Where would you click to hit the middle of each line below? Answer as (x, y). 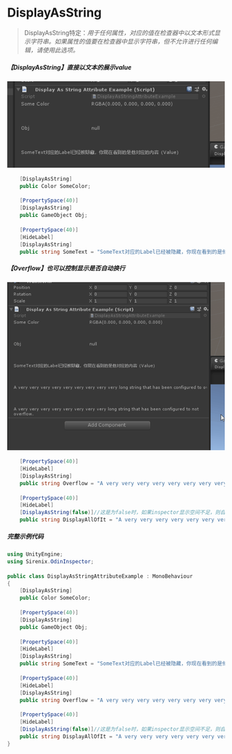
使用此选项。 (61, 50)
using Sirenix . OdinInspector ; (51, 561)
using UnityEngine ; (35, 554)
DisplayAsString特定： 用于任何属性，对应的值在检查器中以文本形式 (119, 32)
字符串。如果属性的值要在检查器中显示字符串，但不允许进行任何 (121, 41)
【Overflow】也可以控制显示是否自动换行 (66, 268)
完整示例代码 (25, 536)
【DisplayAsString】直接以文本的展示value (69, 67)
